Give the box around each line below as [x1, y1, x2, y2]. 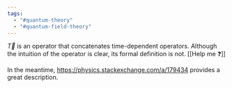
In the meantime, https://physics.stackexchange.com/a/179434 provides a [7, 66, 221, 74]
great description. [7, 73, 59, 82]
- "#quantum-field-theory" [13, 23, 92, 30]
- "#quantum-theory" [13, 17, 73, 24]
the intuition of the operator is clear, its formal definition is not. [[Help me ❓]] [7, 50, 226, 58]
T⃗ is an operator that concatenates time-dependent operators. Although [7, 42, 217, 51]
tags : [7, 10, 23, 17]
